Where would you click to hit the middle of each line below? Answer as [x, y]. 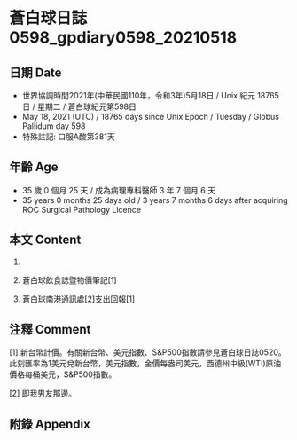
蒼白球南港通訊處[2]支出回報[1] [78, 299]
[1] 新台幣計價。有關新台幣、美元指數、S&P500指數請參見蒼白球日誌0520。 [148, 352]
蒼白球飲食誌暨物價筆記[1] [69, 279]
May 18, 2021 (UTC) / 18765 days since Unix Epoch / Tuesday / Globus [150, 117]
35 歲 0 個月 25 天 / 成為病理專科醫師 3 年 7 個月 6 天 [118, 190]
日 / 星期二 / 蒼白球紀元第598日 [79, 106]
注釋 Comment [50, 330]
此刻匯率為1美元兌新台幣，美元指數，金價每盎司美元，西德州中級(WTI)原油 [145, 364]
